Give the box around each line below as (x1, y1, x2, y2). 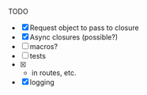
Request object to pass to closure (29, 23, 140, 32)
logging (29, 78, 55, 86)
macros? (29, 42, 58, 51)
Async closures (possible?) (29, 32, 119, 42)
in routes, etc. (31, 68, 77, 78)
